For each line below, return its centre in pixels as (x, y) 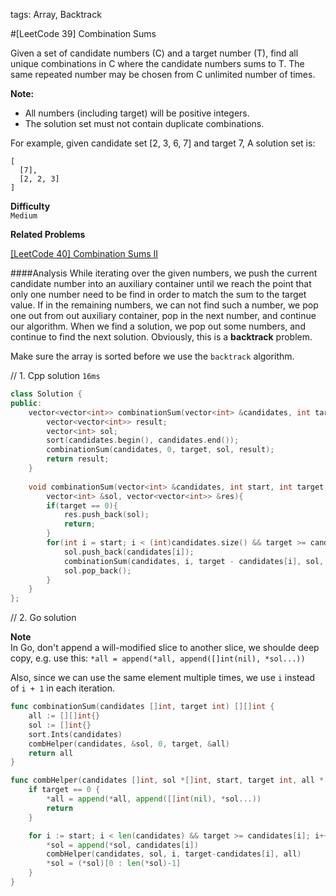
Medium (24, 216)
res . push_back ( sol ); (106, 515)
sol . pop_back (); (97, 570)
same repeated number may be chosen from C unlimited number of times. (163, 74)
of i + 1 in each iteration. (63, 688)
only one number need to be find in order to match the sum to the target (158, 294)
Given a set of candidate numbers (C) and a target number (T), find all (154, 53)
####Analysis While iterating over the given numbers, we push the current (164, 273)
